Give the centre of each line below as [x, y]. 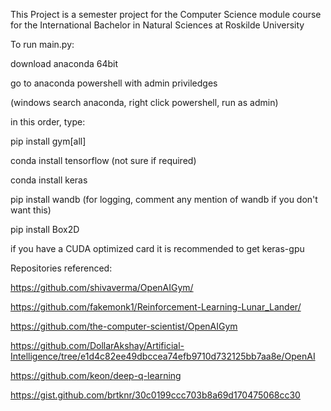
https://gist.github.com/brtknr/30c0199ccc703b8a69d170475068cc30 [155, 395]
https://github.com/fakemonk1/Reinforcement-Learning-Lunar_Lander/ [156, 307]
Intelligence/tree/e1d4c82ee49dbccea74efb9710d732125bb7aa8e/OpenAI [163, 356]
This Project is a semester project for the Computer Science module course [166, 14]
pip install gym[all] [48, 141]
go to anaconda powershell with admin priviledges [114, 83]
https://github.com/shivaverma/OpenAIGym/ [102, 287]
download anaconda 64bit [64, 63]
